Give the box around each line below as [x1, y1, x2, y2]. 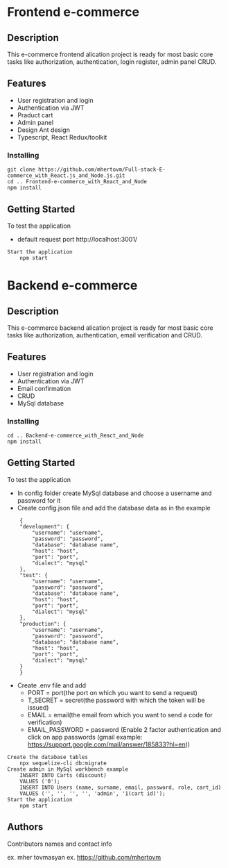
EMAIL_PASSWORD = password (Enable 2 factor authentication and [27, 725, 222, 733]
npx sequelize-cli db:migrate [19, 760, 107, 767]
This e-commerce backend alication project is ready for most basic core [7, 324, 213, 332]
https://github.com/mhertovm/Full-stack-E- [37, 166, 166, 174]
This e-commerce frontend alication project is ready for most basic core [7, 50, 213, 58]
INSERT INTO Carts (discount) [19, 771, 107, 778]
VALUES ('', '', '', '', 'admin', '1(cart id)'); [19, 790, 166, 797]
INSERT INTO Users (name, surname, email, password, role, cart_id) [19, 784, 222, 791]
